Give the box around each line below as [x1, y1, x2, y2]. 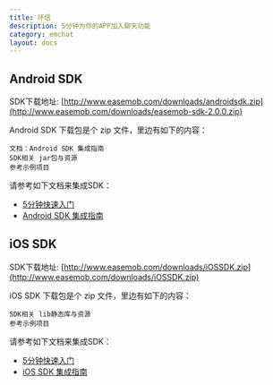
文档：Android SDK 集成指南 [9, 144, 105, 153]
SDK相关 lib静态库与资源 [9, 310, 91, 319]
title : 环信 [9, 13, 51, 22]
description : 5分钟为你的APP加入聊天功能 [9, 21, 151, 30]
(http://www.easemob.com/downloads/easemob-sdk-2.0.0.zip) [9, 107, 243, 117]
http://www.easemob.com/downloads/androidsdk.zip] [64, 96, 264, 107]
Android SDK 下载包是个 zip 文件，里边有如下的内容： [9, 124, 208, 135]
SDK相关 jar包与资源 [9, 154, 78, 163]
